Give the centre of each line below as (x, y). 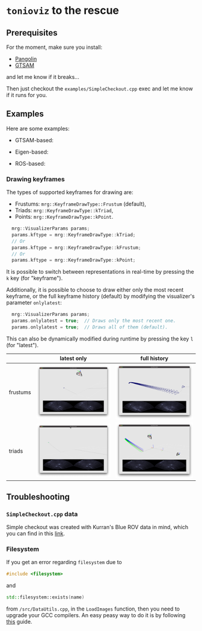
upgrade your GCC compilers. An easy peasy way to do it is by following (96, 615)
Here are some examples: (38, 128)
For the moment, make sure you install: (54, 47)
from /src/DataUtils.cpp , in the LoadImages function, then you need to (93, 609)
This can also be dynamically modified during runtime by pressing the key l (100, 339)
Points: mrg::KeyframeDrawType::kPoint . (64, 217)
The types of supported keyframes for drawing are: (70, 192)
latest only (73, 359)
